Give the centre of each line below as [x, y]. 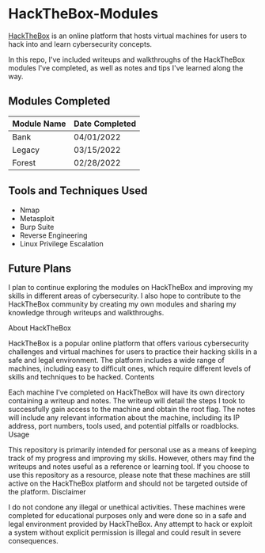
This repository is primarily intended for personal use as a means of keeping [132, 450]
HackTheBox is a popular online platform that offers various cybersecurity [129, 343]
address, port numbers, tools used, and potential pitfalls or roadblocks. [124, 426]
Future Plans [40, 268]
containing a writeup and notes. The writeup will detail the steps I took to [127, 401]
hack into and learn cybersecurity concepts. [80, 44]
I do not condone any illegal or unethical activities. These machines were [127, 507]
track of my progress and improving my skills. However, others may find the [131, 458]
